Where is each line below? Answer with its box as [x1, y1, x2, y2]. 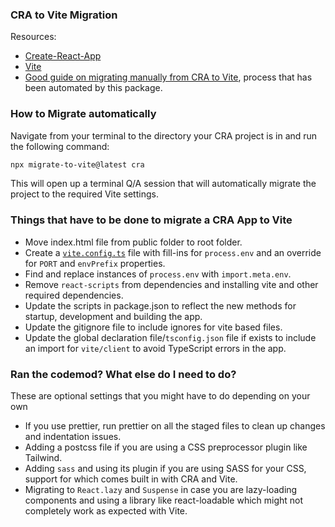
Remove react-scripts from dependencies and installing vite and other [24, 278, 319, 290]
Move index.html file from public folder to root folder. [24, 236, 243, 248]
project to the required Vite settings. [10, 188, 159, 200]
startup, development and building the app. [24, 310, 203, 322]
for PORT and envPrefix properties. [24, 257, 166, 269]
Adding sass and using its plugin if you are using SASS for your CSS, [24, 463, 307, 475]
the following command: [10, 140, 110, 152]
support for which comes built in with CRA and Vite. [24, 473, 238, 485]
